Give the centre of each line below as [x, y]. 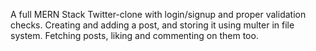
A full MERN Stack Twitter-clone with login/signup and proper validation [158, 14]
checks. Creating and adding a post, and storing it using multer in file [152, 25]
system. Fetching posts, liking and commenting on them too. [134, 35]
